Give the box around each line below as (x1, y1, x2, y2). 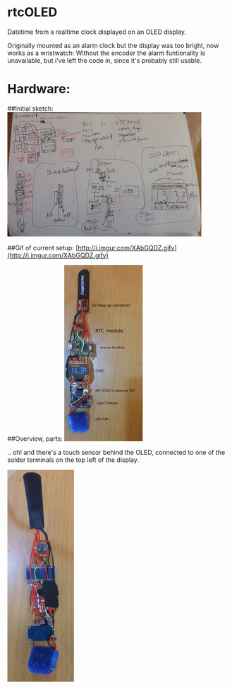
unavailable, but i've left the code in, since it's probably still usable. (7, 56, 202, 64)
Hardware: (7, 81, 71, 97)
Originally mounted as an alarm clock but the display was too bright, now (7, 41, 219, 49)
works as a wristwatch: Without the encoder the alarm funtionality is (7, 49, 206, 57)
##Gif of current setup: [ (7, 243, 79, 252)
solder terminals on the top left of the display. (7, 456, 140, 464)
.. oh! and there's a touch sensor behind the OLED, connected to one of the (7, 448, 226, 456)
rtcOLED (7, 4, 58, 20)
